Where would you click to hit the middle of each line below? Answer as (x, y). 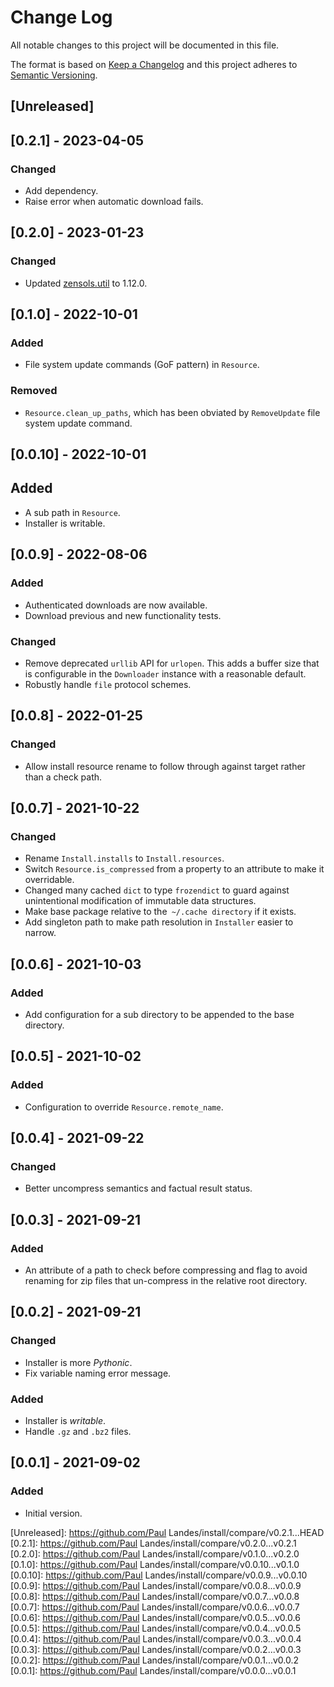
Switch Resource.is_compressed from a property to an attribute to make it (174, 869)
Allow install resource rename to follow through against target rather (165, 766)
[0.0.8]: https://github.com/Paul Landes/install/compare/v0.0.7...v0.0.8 (155, 1596)
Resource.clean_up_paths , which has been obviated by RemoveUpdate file (172, 412)
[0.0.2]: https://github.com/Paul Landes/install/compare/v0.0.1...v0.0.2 (155, 1660)
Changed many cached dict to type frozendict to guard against (157, 890)
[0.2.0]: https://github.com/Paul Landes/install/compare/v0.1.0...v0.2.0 (155, 1553)
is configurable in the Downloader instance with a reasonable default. (165, 673)
